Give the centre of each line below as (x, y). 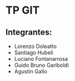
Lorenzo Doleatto (35, 46)
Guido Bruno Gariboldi (41, 65)
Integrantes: (29, 32)
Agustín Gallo (31, 71)
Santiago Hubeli (34, 53)
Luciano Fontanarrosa (41, 59)
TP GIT (23, 10)
